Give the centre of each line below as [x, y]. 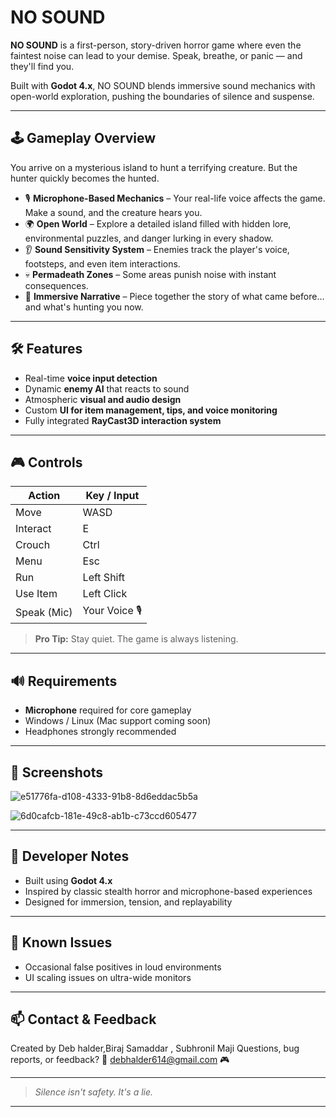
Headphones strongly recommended [100, 732]
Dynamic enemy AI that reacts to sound [107, 388]
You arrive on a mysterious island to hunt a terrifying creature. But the [154, 167]
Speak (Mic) [44, 612]
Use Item [36, 594]
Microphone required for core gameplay [108, 710]
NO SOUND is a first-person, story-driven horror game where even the [156, 45]
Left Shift [104, 578]
